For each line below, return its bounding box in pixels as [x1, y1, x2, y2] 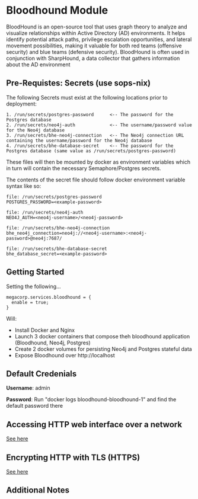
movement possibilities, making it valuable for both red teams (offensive [6, 42, 182, 49]
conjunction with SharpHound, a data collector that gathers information [6, 55, 180, 62]
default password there [6, 402, 63, 410]
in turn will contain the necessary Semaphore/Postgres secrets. [6, 164, 161, 172]
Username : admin [6, 385, 50, 392]
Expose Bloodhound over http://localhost [14, 351, 115, 359]
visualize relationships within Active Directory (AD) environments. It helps [6, 29, 186, 36]
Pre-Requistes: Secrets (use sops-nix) [6, 78, 151, 88]
